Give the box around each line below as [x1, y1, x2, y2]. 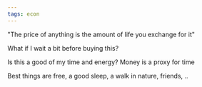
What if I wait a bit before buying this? [7, 43, 119, 52]
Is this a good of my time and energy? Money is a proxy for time [7, 58, 195, 66]
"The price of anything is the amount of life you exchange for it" [7, 30, 195, 39]
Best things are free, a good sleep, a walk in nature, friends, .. [7, 71, 188, 80]
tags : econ [7, 10, 40, 18]
